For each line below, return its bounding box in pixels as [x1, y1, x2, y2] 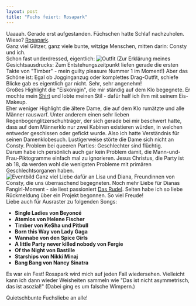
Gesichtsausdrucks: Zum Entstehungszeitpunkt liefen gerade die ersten [6, 61, 178, 68]
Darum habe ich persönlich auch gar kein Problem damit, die [6, 148, 152, 155]
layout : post [6, 8, 38, 15]
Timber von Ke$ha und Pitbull [14, 222, 89, 229]
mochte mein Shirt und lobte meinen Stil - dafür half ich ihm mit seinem [6, 92, 178, 99]
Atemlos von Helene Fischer [14, 215, 85, 222]
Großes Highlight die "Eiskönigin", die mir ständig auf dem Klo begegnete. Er [6, 86, 191, 93]
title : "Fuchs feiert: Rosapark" [6, 14, 88, 20]
